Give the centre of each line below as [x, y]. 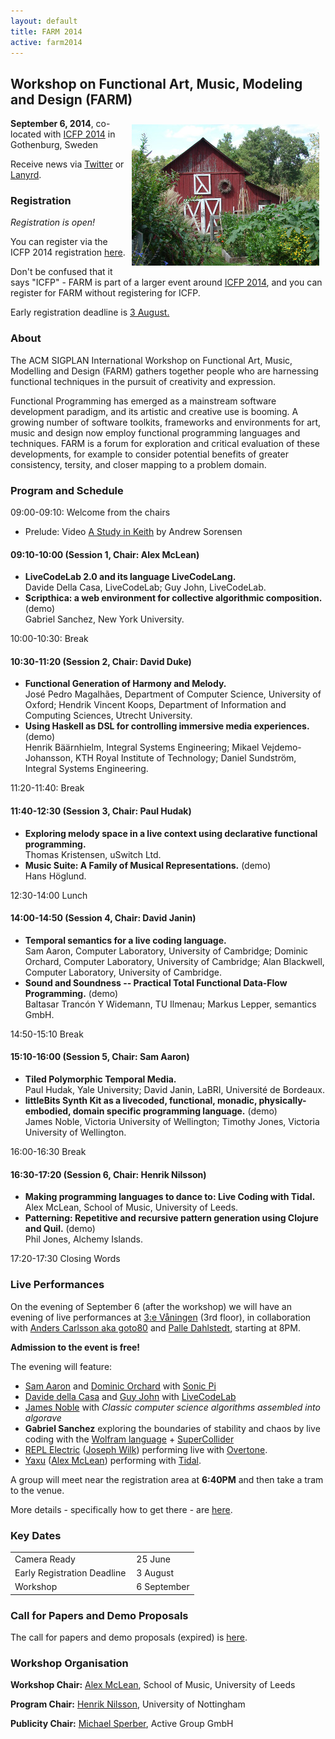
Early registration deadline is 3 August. [90, 312]
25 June [153, 1559]
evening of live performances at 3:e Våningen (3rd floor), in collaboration [161, 1317]
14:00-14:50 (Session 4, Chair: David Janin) [103, 918]
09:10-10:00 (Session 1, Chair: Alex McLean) [105, 554]
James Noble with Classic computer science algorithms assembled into [172, 1407]
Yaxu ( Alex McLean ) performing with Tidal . [113, 1460]
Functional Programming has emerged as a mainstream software [143, 401]
